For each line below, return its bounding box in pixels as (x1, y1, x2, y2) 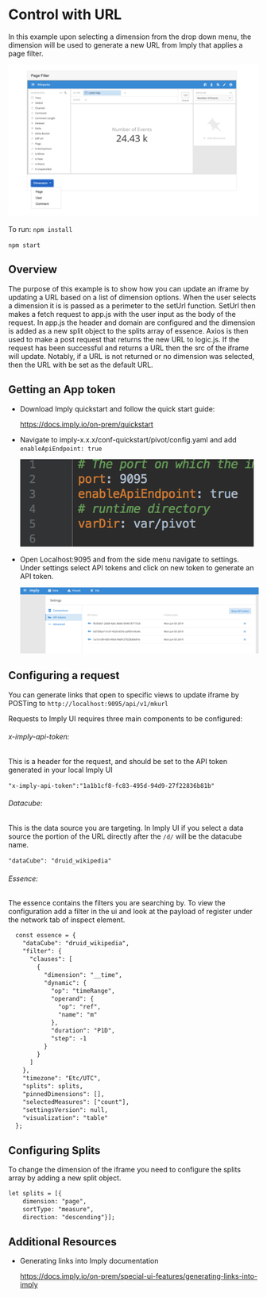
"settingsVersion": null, (22, 1106, 109, 1114)
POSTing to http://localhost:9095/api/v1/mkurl (8, 698, 168, 708)
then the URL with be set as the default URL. (8, 360, 153, 369)
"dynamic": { (43, 979, 87, 987)
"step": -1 (50, 1035, 87, 1043)
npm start (8, 241, 41, 249)
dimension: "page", (22, 1198, 87, 1206)
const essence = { (15, 932, 77, 940)
